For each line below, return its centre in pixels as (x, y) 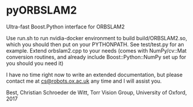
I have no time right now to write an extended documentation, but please (94, 74)
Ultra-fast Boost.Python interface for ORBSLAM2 (66, 27)
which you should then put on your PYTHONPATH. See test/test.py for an (95, 44)
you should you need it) (35, 63)
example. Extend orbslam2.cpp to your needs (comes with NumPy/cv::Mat (97, 50)
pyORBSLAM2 (42, 10)
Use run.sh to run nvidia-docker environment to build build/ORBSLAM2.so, (97, 38)
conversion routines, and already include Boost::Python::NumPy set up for (96, 57)
